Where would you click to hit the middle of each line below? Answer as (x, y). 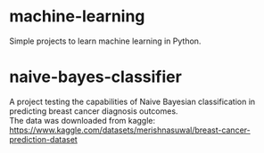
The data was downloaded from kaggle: (82, 120)
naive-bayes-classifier (96, 77)
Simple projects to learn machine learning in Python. (105, 41)
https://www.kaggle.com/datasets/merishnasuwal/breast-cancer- (130, 130)
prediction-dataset (43, 139)
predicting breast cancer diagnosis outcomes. (94, 111)
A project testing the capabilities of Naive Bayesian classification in (132, 101)
